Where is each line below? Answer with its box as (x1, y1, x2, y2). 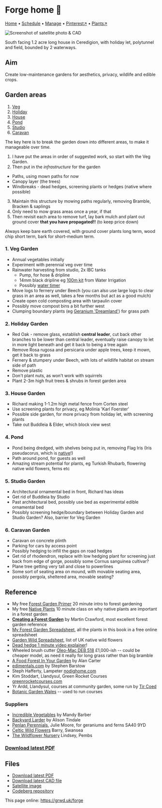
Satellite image (12, 783, 42, 789)
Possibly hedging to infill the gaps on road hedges (12, 548, 112, 554)
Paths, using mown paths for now (12, 173, 79, 179)
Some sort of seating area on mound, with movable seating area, (12, 569, 141, 575)
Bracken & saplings (12, 203, 51, 209)
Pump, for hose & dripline (19, 272, 70, 278)
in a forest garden (12, 611, 47, 617)
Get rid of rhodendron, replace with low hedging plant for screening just (12, 553, 156, 559)
